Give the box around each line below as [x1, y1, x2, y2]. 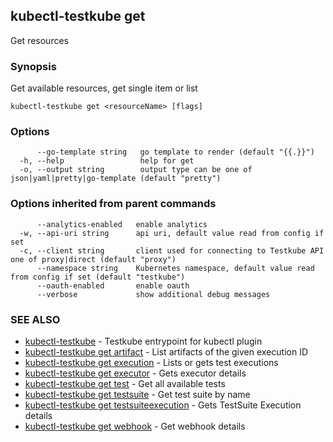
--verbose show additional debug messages [36, 289, 271, 299]
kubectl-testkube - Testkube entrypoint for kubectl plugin [24, 335, 263, 347]
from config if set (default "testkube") [10, 272, 186, 282]
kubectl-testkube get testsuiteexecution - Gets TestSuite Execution [24, 399, 302, 411]
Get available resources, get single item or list [10, 82, 198, 94]
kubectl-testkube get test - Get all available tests [24, 378, 226, 389]
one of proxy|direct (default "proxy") [10, 254, 177, 264]
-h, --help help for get [19, 156, 195, 166]
